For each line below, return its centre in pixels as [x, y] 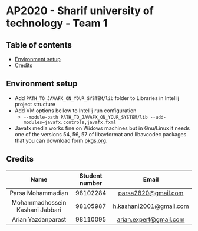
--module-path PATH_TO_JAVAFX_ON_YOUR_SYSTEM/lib [86, 117]
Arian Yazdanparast [39, 219]
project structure [35, 104]
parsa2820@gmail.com [151, 193]
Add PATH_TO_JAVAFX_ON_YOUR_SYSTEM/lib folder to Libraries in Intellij [97, 98]
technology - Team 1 [57, 23]
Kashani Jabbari [39, 210]
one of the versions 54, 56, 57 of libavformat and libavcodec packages [100, 134]
